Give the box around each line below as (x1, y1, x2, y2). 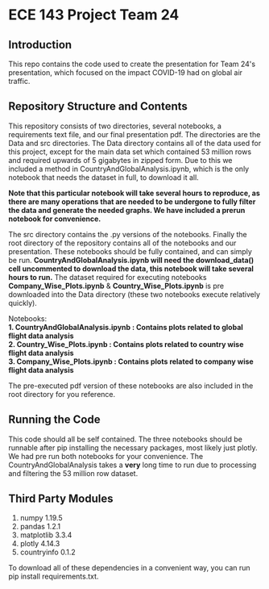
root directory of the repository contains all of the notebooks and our (8, 238, 237, 248)
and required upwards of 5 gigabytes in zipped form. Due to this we (8, 155, 233, 165)
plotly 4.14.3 (19, 539, 60, 549)
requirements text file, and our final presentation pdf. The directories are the (8, 129, 261, 139)
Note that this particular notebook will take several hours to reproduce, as (8, 188, 260, 198)
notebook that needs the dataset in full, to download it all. (8, 172, 199, 182)
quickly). (8, 298, 38, 307)
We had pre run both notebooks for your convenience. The (8, 451, 204, 461)
